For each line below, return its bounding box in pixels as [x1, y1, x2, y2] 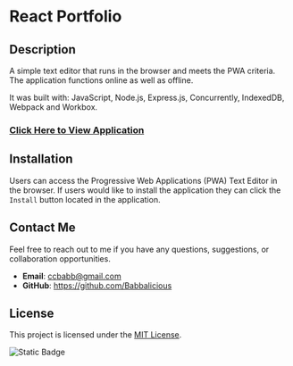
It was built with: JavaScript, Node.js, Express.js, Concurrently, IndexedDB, [9, 92, 285, 103]
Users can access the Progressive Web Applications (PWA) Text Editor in [9, 175, 278, 186]
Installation [9, 152, 73, 167]
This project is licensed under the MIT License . [9, 329, 182, 340]
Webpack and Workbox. [9, 102, 98, 112]
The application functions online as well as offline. [9, 75, 194, 86]
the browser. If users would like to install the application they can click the [9, 185, 281, 195]
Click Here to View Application [9, 123, 145, 136]
